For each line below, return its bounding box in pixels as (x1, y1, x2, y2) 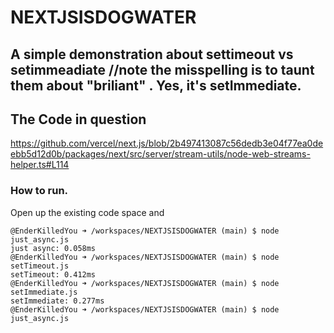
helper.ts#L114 (10, 159, 70, 171)
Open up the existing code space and (10, 206, 165, 218)
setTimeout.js (10, 261, 70, 271)
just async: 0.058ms (10, 243, 97, 253)
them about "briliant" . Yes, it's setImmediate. (10, 77, 302, 94)
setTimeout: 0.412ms (10, 269, 97, 280)
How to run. (10, 184, 69, 198)
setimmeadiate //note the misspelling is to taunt (10, 61, 315, 78)
